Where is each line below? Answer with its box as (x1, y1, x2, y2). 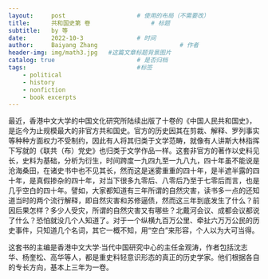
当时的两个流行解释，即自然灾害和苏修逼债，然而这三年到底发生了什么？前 (14, 196, 260, 206)
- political (22, 71, 62, 79)
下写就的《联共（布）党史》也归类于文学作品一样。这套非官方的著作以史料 (8, 146, 253, 155)
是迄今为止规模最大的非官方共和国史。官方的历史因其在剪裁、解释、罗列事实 (8, 126, 260, 136)
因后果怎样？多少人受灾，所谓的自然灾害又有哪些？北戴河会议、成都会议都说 (8, 206, 260, 215)
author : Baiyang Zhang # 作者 (8, 41, 199, 49)
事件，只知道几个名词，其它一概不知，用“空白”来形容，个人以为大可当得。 (14, 226, 259, 235)
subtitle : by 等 (8, 26, 69, 34)
